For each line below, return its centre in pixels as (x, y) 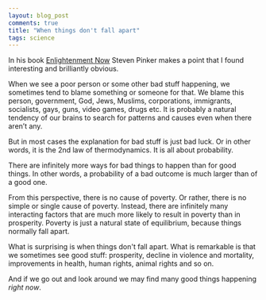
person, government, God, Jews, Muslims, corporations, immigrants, (120, 101)
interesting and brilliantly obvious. (64, 69)
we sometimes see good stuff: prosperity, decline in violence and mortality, (131, 256)
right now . (25, 287)
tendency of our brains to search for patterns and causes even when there (130, 118)
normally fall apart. (39, 232)
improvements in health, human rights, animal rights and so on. (111, 263)
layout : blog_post (39, 15)
